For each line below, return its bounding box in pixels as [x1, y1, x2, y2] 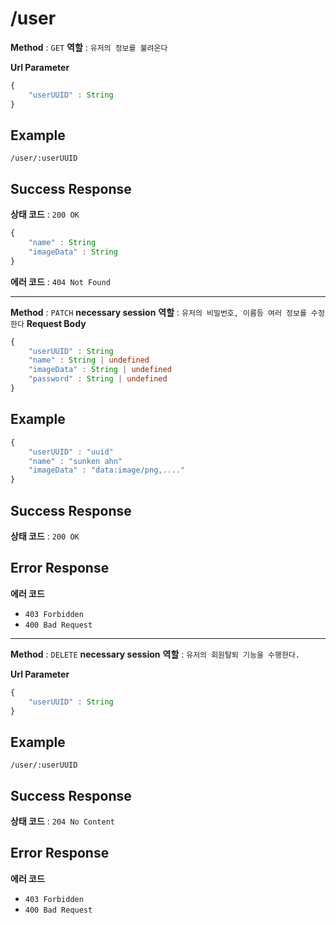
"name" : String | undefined [28, 355, 150, 366]
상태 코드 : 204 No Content [10, 815, 115, 827]
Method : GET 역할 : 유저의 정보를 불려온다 [10, 41, 168, 53]
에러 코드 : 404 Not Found [10, 275, 111, 287]
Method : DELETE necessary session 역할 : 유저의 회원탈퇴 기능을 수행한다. [10, 648, 300, 660]
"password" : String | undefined [28, 374, 168, 384]
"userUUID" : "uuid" [28, 447, 114, 457]
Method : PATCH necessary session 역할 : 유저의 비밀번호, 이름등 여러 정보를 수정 [10, 306, 325, 318]
